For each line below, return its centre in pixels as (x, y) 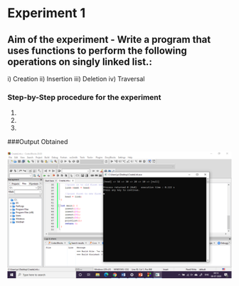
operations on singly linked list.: (80, 62)
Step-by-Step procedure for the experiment (84, 97)
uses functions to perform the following (97, 50)
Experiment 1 (47, 13)
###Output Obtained (38, 142)
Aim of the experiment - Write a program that (109, 40)
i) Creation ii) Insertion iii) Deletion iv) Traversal (76, 79)
